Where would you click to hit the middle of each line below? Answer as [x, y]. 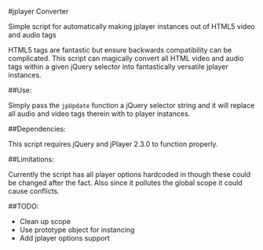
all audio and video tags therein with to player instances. [99, 114]
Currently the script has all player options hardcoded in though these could [130, 174]
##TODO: [24, 206]
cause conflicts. [34, 191]
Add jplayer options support [64, 238]
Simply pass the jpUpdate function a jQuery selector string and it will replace [131, 105]
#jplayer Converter [38, 11]
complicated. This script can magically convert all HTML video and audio [126, 58]
